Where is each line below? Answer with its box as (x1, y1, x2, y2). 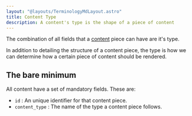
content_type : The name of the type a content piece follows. (14, 103, 163, 110)
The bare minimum (6, 70, 76, 80)
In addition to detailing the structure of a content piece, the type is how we (6, 47, 187, 54)
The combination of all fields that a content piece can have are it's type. (6, 36, 180, 43)
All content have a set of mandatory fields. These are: (6, 86, 136, 93)
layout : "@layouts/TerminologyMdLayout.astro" (6, 8, 122, 15)
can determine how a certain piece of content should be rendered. (6, 53, 167, 60)
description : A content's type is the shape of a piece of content (6, 19, 175, 25)
